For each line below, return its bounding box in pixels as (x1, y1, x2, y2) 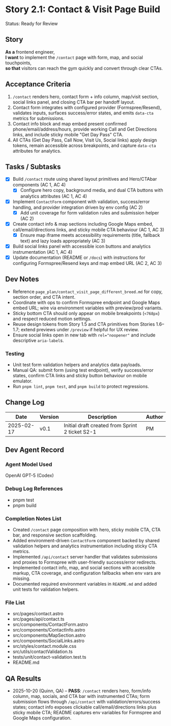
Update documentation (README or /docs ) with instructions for (12, 254, 146, 260)
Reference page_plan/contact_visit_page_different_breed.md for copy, (12, 288, 163, 295)
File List (5, 599, 25, 606)
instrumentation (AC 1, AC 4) (12, 249, 73, 255)
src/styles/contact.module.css (12, 643, 77, 649)
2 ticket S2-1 (63, 428, 97, 435)
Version (39, 413, 59, 420)
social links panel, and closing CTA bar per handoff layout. (12, 99, 135, 105)
